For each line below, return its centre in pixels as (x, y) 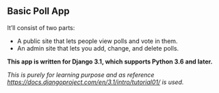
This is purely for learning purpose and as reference (81, 75)
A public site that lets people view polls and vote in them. (97, 41)
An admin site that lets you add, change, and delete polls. (98, 48)
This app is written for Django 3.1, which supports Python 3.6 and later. (110, 62)
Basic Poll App (38, 11)
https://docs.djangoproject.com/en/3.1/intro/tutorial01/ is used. (95, 82)
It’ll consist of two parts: (41, 27)
